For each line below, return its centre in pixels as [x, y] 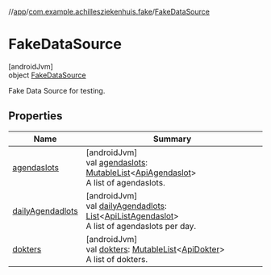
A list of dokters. [117, 259]
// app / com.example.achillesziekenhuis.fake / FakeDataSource [109, 12]
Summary [172, 139]
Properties [35, 116]
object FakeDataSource [47, 75]
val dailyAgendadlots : [126, 206]
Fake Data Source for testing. [57, 90]
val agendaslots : [117, 162]
